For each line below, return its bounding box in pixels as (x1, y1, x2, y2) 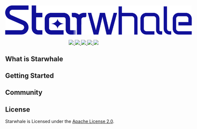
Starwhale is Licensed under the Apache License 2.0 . (5, 119, 114, 125)
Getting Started (5, 71, 54, 80)
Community (5, 88, 43, 97)
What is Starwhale (5, 55, 63, 63)
